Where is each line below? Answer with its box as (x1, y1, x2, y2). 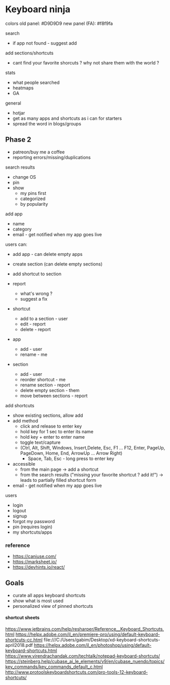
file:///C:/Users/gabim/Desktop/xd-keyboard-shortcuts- (44, 637, 160, 643)
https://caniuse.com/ (12, 553, 57, 560)
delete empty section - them (20, 387, 80, 393)
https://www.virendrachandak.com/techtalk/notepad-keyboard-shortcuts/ (5, 653, 160, 659)
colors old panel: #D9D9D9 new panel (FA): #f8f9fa (5, 20, 113, 26)
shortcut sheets (5, 614, 40, 621)
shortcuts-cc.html (5, 637, 43, 643)
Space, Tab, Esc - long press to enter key (27, 455, 114, 462)
